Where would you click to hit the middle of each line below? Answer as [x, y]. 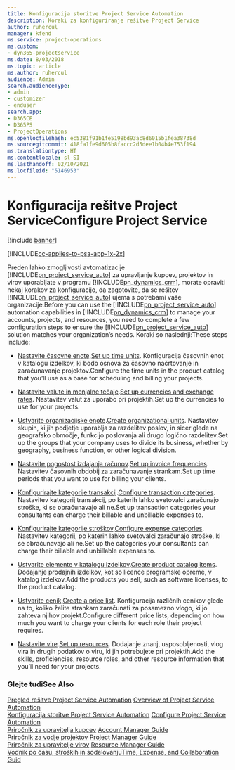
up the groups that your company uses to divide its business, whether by [123, 442]
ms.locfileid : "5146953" [43, 171]
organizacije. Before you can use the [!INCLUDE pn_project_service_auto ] [112, 304]
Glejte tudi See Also [41, 684]
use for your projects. [48, 406]
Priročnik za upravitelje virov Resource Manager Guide [86, 744]
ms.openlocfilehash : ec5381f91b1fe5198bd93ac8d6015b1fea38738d [102, 138]
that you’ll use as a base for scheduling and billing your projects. [110, 378]
